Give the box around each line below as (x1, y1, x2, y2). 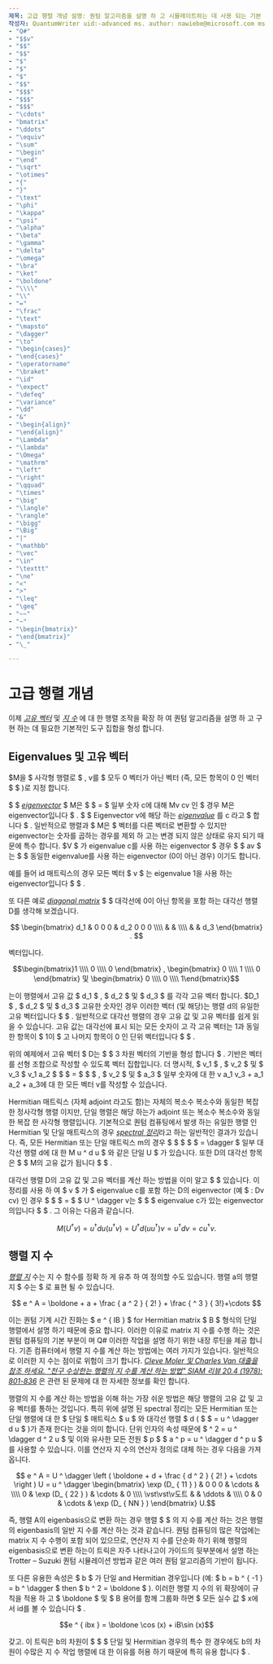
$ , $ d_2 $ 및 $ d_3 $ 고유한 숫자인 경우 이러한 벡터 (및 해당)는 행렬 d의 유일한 (8, 1001, 260, 1010)
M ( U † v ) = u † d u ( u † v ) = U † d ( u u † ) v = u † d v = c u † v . (56, 1222, 217, 1233)
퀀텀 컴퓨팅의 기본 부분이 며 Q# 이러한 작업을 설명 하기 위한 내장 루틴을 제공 (8, 1336, 248, 1346)
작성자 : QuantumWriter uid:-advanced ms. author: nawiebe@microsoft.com (8, 20, 254, 28)
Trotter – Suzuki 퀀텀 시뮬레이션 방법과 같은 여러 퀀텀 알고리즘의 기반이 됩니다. (8, 1556, 258, 1565)
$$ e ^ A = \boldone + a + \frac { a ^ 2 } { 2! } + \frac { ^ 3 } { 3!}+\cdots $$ (11, 1298, 262, 1308)
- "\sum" (8, 140, 38, 149)
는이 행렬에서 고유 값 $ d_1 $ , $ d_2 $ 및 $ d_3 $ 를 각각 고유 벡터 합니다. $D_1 (8, 991, 260, 1001)
